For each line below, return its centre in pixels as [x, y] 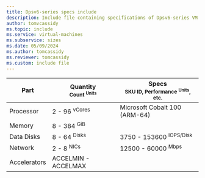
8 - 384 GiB [69, 125]
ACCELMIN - [71, 158]
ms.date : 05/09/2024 [33, 46]
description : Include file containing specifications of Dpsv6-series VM [102, 18]
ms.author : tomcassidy [35, 52]
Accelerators [28, 162]
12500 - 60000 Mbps [151, 148]
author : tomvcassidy [33, 23]
